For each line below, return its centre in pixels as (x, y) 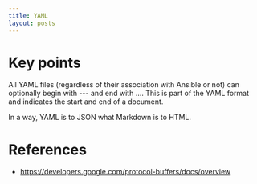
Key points (45, 63)
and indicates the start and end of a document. (86, 102)
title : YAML (28, 16)
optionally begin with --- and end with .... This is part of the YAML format (129, 94)
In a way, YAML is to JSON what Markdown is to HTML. (100, 118)
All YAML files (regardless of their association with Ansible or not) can (124, 85)
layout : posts (32, 23)
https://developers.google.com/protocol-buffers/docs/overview (125, 172)
